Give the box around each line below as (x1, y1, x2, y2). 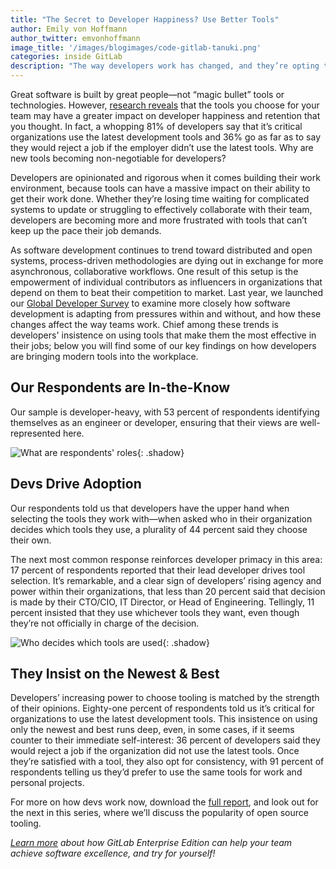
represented (10, 427, 61, 439)
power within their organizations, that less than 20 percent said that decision (10, 585, 326, 597)
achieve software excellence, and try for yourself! (10, 847, 216, 860)
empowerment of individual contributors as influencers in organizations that (10, 276, 323, 288)
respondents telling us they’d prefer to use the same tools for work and (10, 766, 303, 778)
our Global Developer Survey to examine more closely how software (10, 297, 291, 309)
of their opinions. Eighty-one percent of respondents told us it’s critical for (10, 702, 315, 715)
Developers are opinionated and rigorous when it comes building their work (10, 172, 321, 183)
